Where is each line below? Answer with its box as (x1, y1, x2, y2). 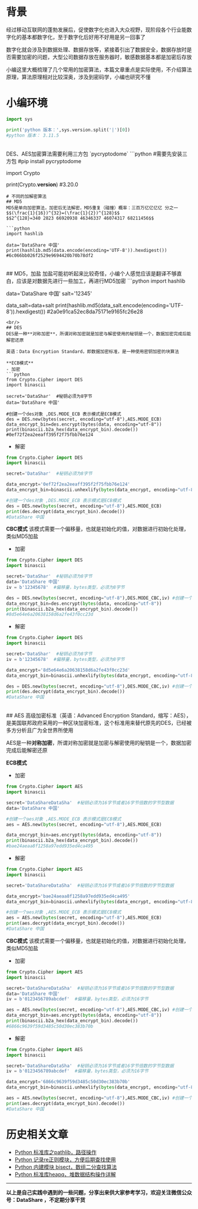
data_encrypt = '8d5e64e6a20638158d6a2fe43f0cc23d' (6, 667, 131, 673)
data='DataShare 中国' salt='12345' (6, 290, 93, 297)
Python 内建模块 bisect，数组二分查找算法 (14, 1163, 117, 1171)
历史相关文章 (6, 1127, 69, 1141)
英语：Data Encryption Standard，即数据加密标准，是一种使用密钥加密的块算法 (6, 348, 180, 355)
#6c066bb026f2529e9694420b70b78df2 (6, 252, 94, 258)
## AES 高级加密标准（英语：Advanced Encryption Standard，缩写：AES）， (6, 712, 192, 719)
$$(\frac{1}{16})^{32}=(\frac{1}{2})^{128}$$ (6, 210, 120, 216)
